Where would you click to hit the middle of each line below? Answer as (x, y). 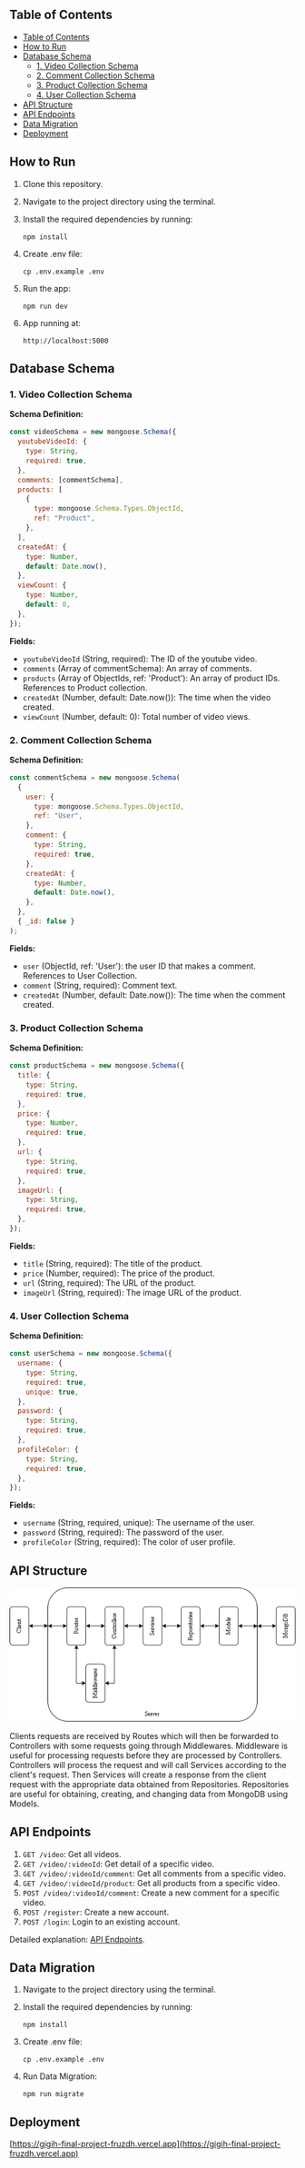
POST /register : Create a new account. (96, 1912)
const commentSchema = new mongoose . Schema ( (95, 777)
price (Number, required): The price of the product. (118, 1273)
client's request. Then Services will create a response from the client (138, 1775)
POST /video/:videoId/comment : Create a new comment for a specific (151, 1893)
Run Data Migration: (60, 2076)
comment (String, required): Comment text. (100, 985)
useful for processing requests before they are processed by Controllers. (146, 1755)
